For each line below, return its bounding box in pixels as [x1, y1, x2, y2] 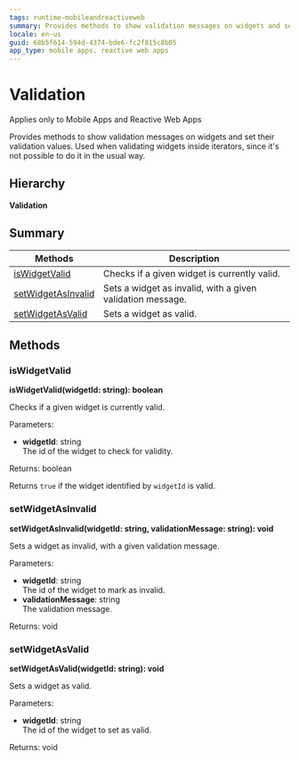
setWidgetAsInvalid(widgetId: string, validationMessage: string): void [9, 523, 274, 533]
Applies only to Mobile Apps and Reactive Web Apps [9, 114, 202, 125]
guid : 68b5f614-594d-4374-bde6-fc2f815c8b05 [9, 37, 177, 47]
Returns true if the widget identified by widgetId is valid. [9, 481, 216, 492]
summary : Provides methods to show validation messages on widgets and [9, 21, 280, 30]
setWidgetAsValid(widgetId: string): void [9, 663, 165, 673]
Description [168, 252, 220, 264]
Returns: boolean [9, 463, 73, 474]
